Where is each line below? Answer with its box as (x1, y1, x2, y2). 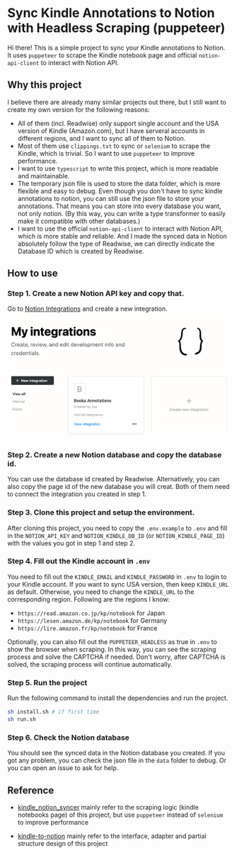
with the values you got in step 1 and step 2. (7, 539, 136, 547)
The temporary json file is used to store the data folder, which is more (17, 179, 221, 188)
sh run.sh (7, 716, 37, 723)
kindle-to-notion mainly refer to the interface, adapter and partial (17, 832, 207, 840)
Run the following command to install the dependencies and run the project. (7, 694, 229, 702)
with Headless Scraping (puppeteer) (7, 20, 226, 36)
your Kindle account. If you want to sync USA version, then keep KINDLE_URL (7, 580, 229, 588)
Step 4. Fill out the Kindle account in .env (7, 556, 151, 566)
